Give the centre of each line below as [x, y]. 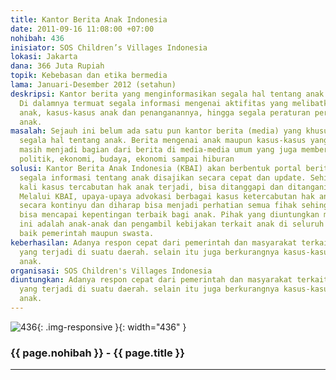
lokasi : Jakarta [44, 57]
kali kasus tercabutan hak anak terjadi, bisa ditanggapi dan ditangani [174, 187]
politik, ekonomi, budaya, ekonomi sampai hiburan [127, 159]
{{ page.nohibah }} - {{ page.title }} [97, 353]
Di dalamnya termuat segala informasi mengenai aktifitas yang [153, 103]
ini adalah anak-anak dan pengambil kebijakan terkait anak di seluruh [172, 224]
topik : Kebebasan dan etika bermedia [89, 76]
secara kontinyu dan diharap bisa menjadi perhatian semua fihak [158, 206]
